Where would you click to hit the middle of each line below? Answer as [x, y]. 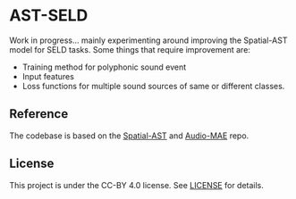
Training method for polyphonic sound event [104, 67]
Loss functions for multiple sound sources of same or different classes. [153, 86]
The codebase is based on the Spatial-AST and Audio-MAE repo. [129, 136]
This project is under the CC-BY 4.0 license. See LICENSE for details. [136, 185]
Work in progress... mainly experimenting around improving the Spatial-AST [148, 40]
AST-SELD [49, 16]
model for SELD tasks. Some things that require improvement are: [130, 49]
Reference [39, 114]
